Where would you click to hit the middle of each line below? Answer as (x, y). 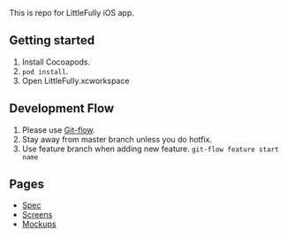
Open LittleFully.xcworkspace (76, 81)
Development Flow (62, 108)
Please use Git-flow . (58, 130)
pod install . (45, 71)
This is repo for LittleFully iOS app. (72, 13)
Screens (37, 215)
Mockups (39, 224)
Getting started (52, 40)
